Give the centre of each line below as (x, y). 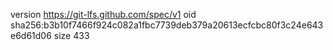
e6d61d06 (31, 35)
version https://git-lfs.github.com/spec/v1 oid (103, 14)
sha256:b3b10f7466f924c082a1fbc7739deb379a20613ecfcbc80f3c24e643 (167, 25)
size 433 (71, 35)
